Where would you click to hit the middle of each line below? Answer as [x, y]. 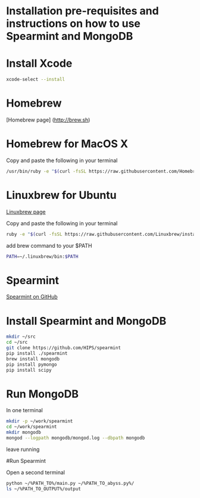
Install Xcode [39, 63]
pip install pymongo [32, 365]
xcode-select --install [36, 80]
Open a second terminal [36, 472]
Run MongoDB [43, 394]
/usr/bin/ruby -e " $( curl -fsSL [46, 171]
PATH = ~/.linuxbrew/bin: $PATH [42, 256]
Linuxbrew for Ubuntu [62, 195]
